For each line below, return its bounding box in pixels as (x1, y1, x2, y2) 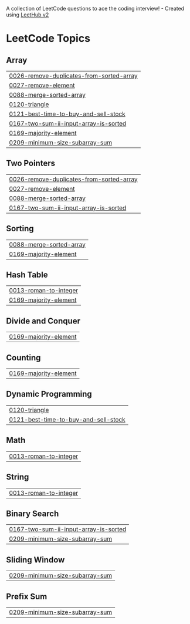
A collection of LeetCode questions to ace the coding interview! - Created (6, 5, 185, 12)
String (6, 472, 29, 482)
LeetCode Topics (6, 32, 91, 45)
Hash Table (6, 270, 48, 280)
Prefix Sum (6, 591, 48, 601)
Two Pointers (6, 158, 56, 168)
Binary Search (6, 508, 59, 518)
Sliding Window (6, 555, 65, 565)
